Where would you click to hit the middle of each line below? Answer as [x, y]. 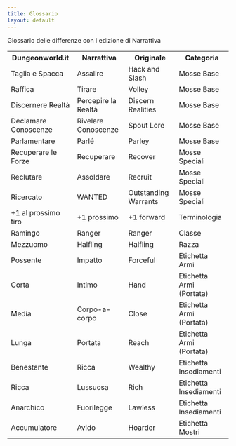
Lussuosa [93, 387]
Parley [139, 141]
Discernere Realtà [40, 104]
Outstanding [149, 192]
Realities [142, 109]
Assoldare [93, 177]
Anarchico [28, 407]
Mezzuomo [29, 244]
